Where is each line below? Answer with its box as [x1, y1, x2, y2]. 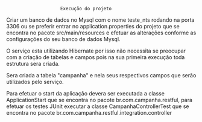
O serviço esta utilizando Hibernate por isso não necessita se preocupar [6, 47, 186, 54]
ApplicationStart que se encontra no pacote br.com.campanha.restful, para [6, 97, 193, 103]
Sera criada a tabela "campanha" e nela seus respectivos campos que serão [6, 72, 197, 79]
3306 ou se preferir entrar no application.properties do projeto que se [6, 23, 180, 30]
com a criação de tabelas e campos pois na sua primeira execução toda [6, 54, 185, 60]
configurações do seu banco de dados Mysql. [6, 36, 121, 42]
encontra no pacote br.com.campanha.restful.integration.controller [6, 109, 172, 116]
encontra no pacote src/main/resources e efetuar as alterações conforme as [6, 29, 197, 36]
